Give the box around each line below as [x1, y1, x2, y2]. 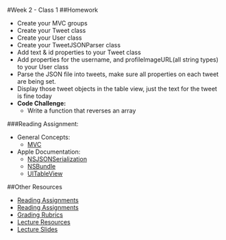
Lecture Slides [16, 226, 58, 233]
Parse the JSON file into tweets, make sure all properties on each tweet [16, 70, 219, 78]
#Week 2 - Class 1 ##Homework [7, 6, 99, 14]
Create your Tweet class [16, 27, 86, 34]
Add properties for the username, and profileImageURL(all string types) [16, 56, 219, 64]
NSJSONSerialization [27, 155, 88, 163]
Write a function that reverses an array [27, 106, 136, 115]
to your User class [16, 63, 69, 71]
